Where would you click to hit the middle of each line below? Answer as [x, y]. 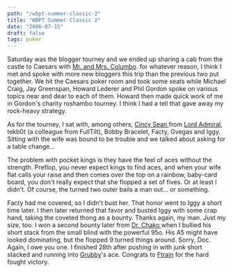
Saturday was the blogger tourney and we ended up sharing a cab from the [115, 59]
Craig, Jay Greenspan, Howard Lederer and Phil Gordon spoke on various [113, 89]
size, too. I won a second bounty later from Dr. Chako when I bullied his [109, 225]
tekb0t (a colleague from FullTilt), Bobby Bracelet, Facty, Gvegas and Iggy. [114, 132]
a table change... [31, 147]
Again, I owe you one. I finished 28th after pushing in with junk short [105, 247]
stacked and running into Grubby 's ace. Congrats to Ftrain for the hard [108, 255]
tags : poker [24, 40]
